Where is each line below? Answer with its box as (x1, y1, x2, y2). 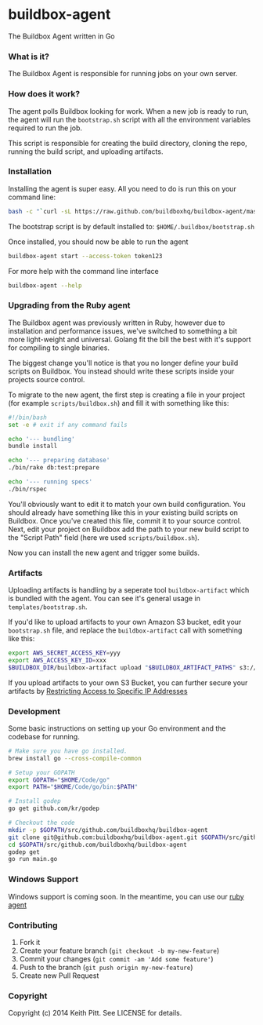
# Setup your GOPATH (8, 768, 76, 776)
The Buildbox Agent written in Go (8, 31, 115, 41)
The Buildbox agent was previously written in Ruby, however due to (8, 318, 225, 327)
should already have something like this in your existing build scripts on (8, 508, 239, 517)
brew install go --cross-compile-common (8, 754, 142, 762)
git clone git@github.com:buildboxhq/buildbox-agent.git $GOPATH (8, 833, 225, 841)
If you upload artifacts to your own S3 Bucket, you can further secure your (8, 677, 248, 688)
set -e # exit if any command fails (8, 421, 128, 429)
